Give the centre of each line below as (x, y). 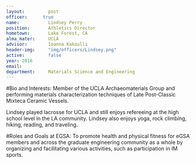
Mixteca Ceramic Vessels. (38, 101)
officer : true (30, 17)
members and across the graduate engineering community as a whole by (94, 142)
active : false (34, 55)
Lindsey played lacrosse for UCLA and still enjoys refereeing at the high (92, 112)
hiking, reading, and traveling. (42, 125)
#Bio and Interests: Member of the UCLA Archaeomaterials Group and (90, 88)
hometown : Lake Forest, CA (47, 34)
